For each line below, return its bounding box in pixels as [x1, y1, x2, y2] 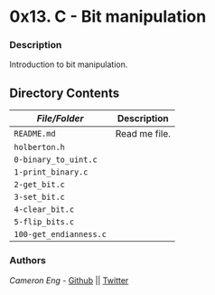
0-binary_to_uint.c [14, 155, 98, 165]
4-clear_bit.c [14, 205, 75, 214]
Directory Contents [9, 85, 120, 100]
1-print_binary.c [14, 167, 89, 177]
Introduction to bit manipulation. [9, 59, 128, 70]
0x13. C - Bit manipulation [9, 6, 207, 27]
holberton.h [14, 142, 66, 153]
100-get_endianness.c [14, 229, 107, 240]
